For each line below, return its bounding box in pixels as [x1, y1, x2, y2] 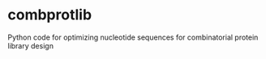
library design [7, 40, 54, 50]
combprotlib [7, 6, 92, 24]
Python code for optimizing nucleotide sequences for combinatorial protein [7, 32, 259, 42]
